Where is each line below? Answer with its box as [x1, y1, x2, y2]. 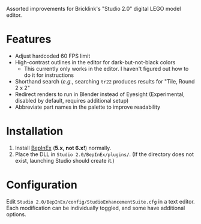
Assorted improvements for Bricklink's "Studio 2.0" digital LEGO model [6, 5, 181, 12]
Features [6, 32, 52, 46]
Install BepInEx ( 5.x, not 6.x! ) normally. [14, 144, 112, 151]
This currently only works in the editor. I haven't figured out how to [23, 65, 189, 72]
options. [6, 210, 27, 218]
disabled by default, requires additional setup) [14, 97, 129, 104]
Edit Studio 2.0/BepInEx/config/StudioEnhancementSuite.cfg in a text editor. [6, 198, 195, 205]
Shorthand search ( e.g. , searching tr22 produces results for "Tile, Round [14, 77, 195, 85]
